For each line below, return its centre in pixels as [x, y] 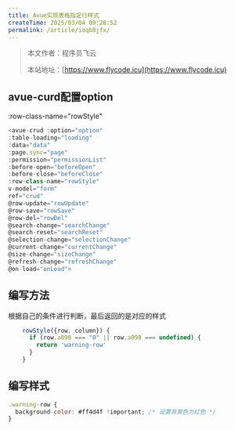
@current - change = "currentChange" [63, 248]
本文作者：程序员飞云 [61, 53]
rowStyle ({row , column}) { [66, 331]
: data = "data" [29, 145]
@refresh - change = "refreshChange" [63, 262]
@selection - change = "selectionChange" [70, 240]
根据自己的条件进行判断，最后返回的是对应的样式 [87, 316]
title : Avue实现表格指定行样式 [54, 15]
